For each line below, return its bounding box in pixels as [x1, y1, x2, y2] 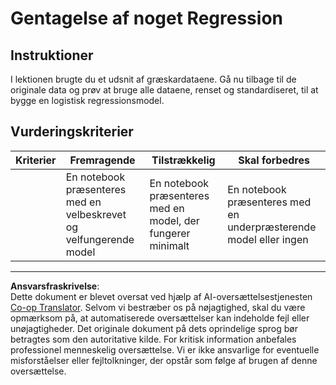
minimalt [149, 238, 190, 252]
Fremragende [69, 153, 136, 167]
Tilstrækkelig [151, 153, 216, 167]
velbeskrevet [65, 207, 127, 221]
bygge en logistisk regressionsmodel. [10, 95, 165, 106]
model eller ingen [227, 232, 309, 246]
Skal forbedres [238, 153, 310, 167]
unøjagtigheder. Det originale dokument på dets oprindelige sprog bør [10, 322, 299, 334]
